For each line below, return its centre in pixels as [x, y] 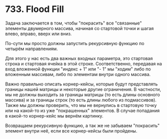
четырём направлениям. [32, 48]
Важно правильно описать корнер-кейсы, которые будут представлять [82, 84]
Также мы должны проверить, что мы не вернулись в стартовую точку [81, 105]
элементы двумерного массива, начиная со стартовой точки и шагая [80, 28]
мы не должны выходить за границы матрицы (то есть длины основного [83, 94]
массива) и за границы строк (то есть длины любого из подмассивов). [81, 100]
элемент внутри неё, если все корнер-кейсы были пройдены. [71, 130]
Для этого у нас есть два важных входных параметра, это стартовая [79, 58]
